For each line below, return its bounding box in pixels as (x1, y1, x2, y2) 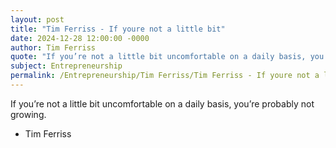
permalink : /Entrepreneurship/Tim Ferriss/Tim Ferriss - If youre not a (10, 71, 320, 81)
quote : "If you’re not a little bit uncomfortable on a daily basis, (10, 52, 307, 62)
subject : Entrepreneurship (10, 61, 123, 71)
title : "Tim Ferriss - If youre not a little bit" (10, 24, 226, 34)
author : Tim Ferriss (10, 42, 97, 53)
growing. (10, 108, 47, 120)
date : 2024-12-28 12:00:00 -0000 (10, 33, 150, 43)
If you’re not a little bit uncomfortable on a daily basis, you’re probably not (10, 97, 315, 110)
